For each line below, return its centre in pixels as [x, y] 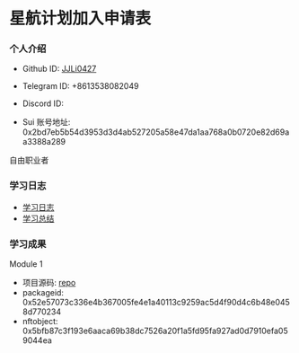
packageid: [43, 293]
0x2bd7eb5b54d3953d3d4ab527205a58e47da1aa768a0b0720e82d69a [156, 132]
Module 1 [26, 264]
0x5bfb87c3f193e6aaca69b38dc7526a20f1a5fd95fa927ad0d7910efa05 [155, 331]
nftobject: [40, 322]
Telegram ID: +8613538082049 [80, 86]
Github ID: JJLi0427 [59, 69]
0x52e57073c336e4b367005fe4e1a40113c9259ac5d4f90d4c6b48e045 [156, 303]
